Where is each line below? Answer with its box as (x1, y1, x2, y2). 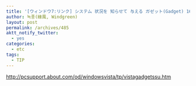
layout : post (6, 19, 38, 25)
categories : (6, 41, 35, 47)
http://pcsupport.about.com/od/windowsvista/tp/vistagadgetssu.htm (6, 73, 171, 80)
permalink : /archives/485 (6, 24, 69, 31)
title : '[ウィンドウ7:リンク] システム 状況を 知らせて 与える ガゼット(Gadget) (6, 8, 184, 15)
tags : (6, 52, 19, 58)
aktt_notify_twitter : (6, 30, 59, 36)
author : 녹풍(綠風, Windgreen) (6, 14, 78, 20)
